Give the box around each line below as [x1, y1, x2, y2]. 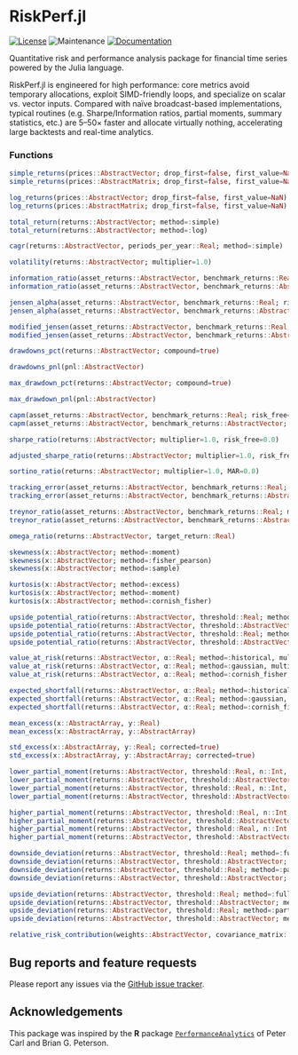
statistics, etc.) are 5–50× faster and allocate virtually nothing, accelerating [9, 117, 283, 128]
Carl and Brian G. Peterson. [9, 1037, 109, 1048]
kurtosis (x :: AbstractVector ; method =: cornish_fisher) [9, 597, 213, 606]
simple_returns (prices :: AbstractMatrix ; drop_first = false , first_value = [9, 178, 284, 186]
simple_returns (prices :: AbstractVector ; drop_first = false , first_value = [9, 169, 284, 178]
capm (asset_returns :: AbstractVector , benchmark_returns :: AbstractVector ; [9, 419, 288, 428]
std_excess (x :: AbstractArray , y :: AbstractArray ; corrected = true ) [9, 751, 255, 760]
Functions [9, 148, 53, 161]
